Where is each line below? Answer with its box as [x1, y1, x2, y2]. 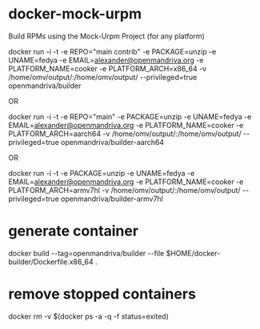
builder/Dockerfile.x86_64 [8, 257, 94, 267]
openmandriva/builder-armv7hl [60, 194, 164, 203]
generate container [8, 222, 138, 240]
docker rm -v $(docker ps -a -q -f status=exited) [8, 311, 170, 321]
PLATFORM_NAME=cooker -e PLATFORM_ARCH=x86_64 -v [8, 63, 206, 73]
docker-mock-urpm [8, 5, 142, 23]
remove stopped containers [8, 285, 196, 303]
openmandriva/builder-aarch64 [60, 137, 165, 146]
